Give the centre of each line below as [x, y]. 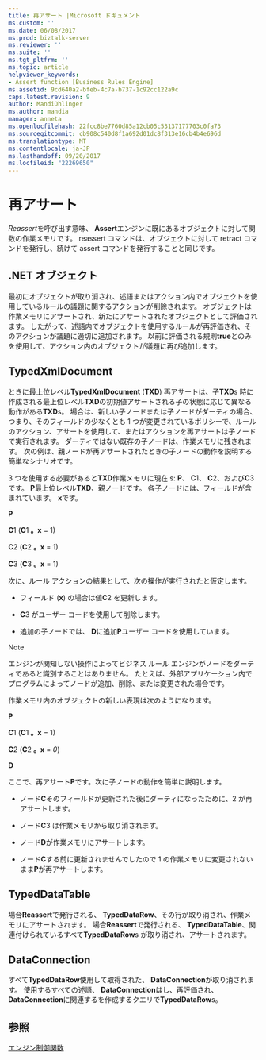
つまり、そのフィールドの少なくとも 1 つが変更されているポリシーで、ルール [132, 421]
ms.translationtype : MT [47, 141]
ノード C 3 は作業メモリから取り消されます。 [91, 825]
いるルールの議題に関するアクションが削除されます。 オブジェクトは [140, 306]
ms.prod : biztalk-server [49, 38]
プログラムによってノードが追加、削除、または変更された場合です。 [119, 683]
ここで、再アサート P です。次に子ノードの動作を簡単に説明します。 [117, 781]
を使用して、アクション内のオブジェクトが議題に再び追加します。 [115, 345]
